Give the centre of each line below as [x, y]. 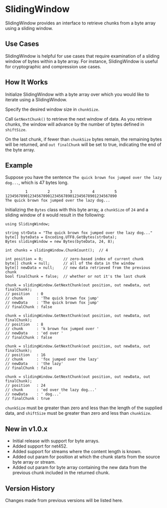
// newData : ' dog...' [33, 394]
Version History [30, 488]
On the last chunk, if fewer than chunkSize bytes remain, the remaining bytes [83, 139]
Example [19, 165]
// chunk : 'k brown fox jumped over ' [52, 329]
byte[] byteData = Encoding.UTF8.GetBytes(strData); [61, 237]
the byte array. [20, 150]
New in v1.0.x [26, 429]
